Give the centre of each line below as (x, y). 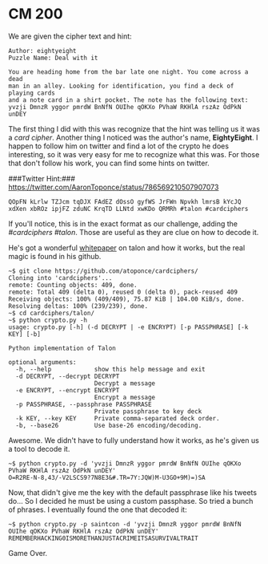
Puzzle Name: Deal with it (53, 58)
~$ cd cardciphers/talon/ (51, 313)
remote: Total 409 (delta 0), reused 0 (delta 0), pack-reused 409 (123, 292)
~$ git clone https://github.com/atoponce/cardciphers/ (103, 271)
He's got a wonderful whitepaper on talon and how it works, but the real (127, 248)
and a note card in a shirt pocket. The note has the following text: (128, 100)
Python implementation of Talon (62, 348)
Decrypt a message (125, 383)
